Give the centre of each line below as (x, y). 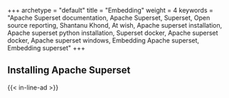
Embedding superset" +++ (46, 48)
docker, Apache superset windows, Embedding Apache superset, (103, 40)
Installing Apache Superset (69, 70)
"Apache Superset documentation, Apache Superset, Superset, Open (109, 18)
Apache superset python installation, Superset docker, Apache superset (113, 33)
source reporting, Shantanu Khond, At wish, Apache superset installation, (115, 25)
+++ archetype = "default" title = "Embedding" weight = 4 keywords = (110, 10)
